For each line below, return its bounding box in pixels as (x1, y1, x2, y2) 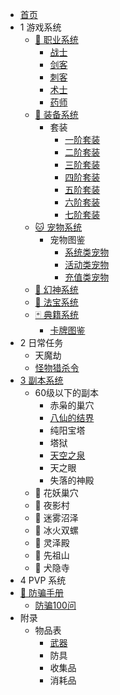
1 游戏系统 (19, 21, 62, 33)
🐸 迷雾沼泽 (34, 512, 79, 523)
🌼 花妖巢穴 (34, 487, 79, 498)
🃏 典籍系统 (34, 309, 79, 320)
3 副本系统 (19, 374, 64, 386)
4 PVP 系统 (19, 574, 67, 586)
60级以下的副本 (34, 387, 100, 398)
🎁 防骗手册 (19, 587, 64, 598)
